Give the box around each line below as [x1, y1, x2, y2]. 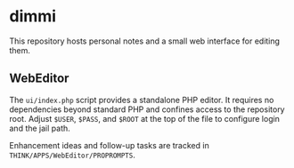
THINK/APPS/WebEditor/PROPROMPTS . [9, 149, 135, 160]
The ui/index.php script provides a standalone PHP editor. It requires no [9, 94, 274, 105]
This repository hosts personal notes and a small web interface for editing [9, 36, 281, 46]
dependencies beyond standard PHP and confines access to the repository [9, 104, 285, 115]
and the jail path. [9, 123, 71, 133]
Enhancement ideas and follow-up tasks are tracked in [9, 140, 209, 150]
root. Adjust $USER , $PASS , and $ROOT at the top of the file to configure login [9, 113, 281, 124]
